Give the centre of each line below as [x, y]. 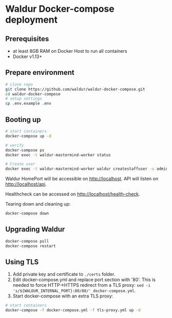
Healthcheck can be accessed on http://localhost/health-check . [73, 194]
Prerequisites [27, 39]
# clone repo [19, 84]
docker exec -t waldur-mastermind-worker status [58, 155]
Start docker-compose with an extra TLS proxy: [63, 296]
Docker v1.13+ [27, 56]
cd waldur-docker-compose [33, 94]
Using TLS [22, 262]
